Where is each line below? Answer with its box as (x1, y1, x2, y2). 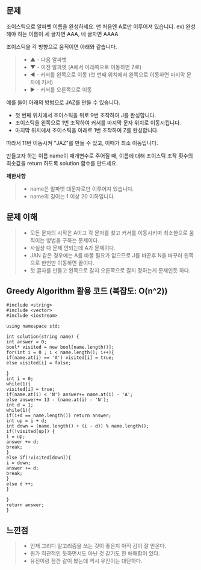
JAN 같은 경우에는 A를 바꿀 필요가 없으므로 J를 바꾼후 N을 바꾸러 (29, 251, 183, 259)
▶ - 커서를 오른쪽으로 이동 (29, 86, 92, 93)
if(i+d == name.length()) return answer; (6, 412, 112, 419)
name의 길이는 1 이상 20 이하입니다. (29, 192, 116, 200)
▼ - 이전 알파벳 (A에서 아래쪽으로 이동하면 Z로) (29, 63, 142, 70)
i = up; (6, 434, 26, 440)
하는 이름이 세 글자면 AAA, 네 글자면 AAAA (17, 30, 119, 37)
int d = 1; (6, 402, 34, 408)
